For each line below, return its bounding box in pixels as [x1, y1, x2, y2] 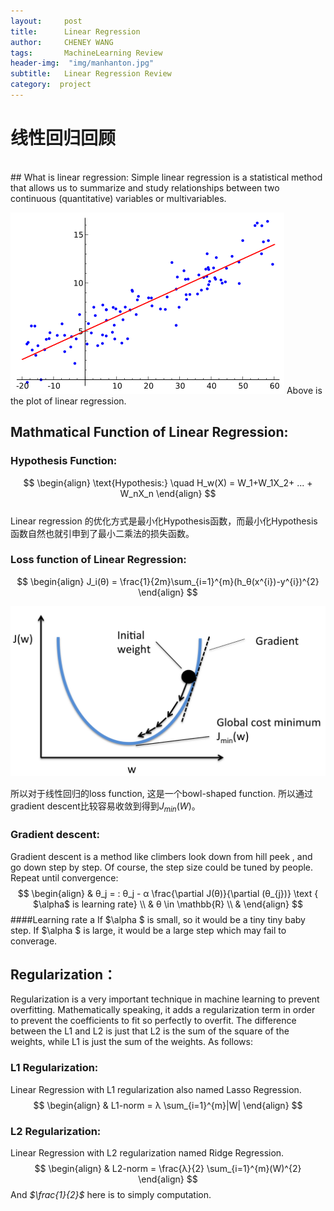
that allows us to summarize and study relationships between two [10, 181, 280, 194]
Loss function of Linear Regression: [10, 553, 187, 567]
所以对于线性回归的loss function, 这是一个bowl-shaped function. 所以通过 [10, 788, 313, 800]
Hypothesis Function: [10, 454, 118, 468]
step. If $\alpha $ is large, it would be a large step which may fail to [10, 924, 287, 936]
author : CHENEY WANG [10, 37, 114, 47]
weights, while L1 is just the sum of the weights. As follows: [10, 1036, 253, 1048]
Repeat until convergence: [10, 871, 119, 884]
